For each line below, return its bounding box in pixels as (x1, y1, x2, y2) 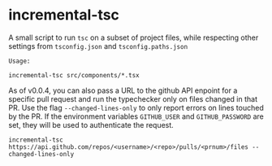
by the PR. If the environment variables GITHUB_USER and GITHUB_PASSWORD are (8, 111, 264, 121)
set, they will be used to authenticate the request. (8, 120, 175, 129)
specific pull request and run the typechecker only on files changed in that (8, 94, 258, 103)
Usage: (8, 57, 31, 65)
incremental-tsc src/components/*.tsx (8, 71, 140, 79)
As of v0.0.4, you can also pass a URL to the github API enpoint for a (8, 85, 238, 95)
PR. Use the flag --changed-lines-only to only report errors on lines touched (8, 103, 264, 112)
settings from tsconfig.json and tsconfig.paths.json (8, 41, 188, 50)
